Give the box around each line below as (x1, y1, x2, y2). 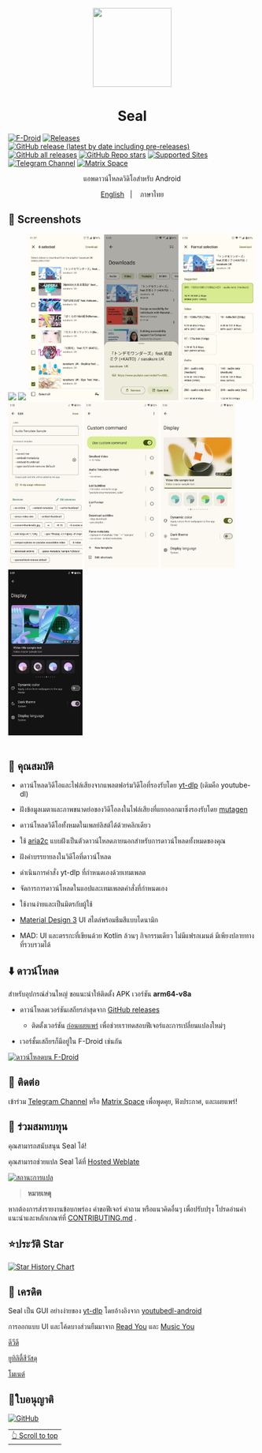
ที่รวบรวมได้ (19, 940, 51, 949)
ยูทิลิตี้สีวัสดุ (8, 1354, 38, 1363)
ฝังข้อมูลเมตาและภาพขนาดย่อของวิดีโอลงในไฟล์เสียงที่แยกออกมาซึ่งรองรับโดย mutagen (19, 805, 248, 814)
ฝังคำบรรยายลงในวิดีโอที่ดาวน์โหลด (19, 852, 112, 862)
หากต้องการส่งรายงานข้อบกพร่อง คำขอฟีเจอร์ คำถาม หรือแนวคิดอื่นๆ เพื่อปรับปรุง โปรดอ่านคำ (8, 1204, 246, 1214)
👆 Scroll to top (11, 1430, 58, 1440)
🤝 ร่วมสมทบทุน (8, 1120, 68, 1133)
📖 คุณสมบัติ (8, 759, 54, 773)
